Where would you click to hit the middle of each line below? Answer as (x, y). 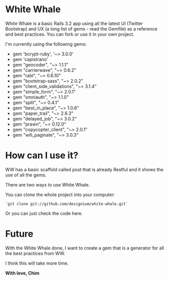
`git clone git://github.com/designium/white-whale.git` (67, 204)
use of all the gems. (26, 175)
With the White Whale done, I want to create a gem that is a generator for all (84, 248)
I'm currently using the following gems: (46, 44)
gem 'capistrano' (30, 59)
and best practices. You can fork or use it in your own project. (70, 34)
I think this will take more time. (37, 263)
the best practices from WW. (35, 253)
